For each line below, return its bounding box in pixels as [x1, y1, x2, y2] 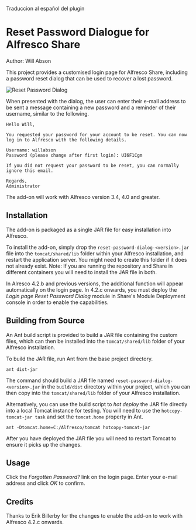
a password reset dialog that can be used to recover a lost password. [6, 75, 173, 82]
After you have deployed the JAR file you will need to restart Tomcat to [6, 434, 177, 442]
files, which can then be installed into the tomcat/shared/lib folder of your [6, 337, 185, 345]
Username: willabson [6, 147, 57, 153]
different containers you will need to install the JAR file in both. [6, 268, 157, 275]
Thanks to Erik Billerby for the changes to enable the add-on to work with [6, 512, 183, 519]
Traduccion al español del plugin [6, 5, 85, 12]
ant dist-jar [6, 366, 38, 372]
